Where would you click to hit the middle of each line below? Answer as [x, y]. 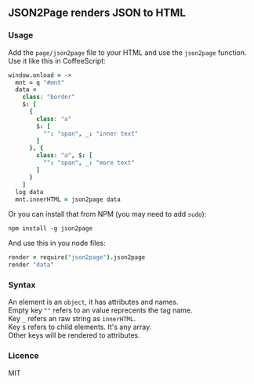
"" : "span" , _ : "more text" [89, 163]
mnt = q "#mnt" [40, 82]
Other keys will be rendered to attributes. [74, 335]
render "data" [31, 265]
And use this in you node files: [57, 243]
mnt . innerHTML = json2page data [68, 199]
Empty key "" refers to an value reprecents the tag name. [101, 310]
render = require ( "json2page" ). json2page [77, 258]
